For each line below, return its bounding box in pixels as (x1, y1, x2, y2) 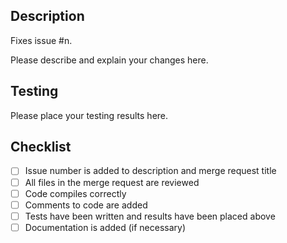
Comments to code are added (24, 199, 148, 211)
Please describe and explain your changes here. (10, 54, 209, 66)
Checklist (10, 139, 72, 156)
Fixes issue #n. (10, 34, 73, 46)
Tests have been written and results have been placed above (24, 210, 276, 222)
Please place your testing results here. (10, 109, 169, 121)
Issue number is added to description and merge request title (24, 165, 277, 177)
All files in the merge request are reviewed (24, 176, 200, 188)
